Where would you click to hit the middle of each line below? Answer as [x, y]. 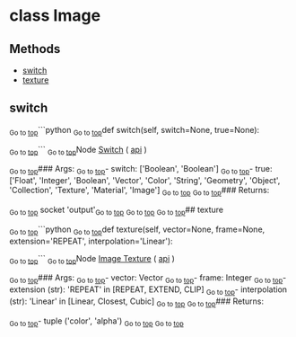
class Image [55, 16]
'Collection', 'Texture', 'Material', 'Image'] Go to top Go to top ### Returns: [139, 191]
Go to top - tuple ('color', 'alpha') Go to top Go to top [96, 322]
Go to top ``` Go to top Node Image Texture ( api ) [92, 259]
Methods [35, 49]
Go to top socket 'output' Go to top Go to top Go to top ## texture [117, 210]
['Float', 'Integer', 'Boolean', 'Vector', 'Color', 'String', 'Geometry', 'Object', [145, 181]
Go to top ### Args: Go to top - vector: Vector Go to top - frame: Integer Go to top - [148, 279]
